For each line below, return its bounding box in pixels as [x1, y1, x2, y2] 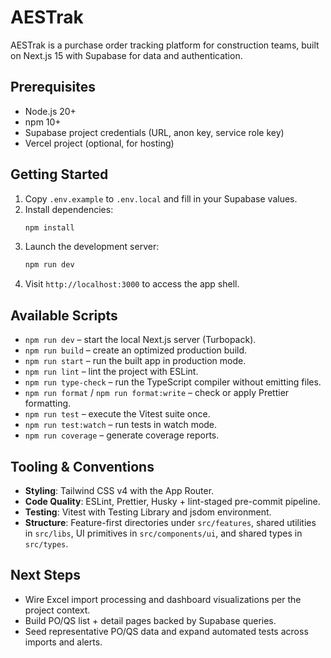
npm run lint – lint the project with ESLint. [24, 366, 199, 378]
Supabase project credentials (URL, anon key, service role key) [24, 126, 285, 138]
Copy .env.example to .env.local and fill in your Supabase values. [24, 192, 298, 205]
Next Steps [10, 567, 81, 584]
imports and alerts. [24, 636, 103, 648]
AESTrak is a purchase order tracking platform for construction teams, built [10, 39, 320, 51]
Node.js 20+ [24, 105, 77, 117]
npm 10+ [24, 116, 62, 128]
